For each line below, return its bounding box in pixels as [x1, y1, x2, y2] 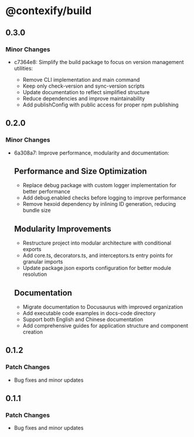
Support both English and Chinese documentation [22, 316, 144, 323]
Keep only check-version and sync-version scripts [22, 82, 145, 89]
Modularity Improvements [13, 223, 112, 233]
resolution [22, 271, 47, 278]
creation [22, 328, 43, 335]
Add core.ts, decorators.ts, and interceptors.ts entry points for [22, 252, 173, 259]
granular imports [22, 258, 63, 265]
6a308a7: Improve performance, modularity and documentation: [13, 149, 169, 156]
